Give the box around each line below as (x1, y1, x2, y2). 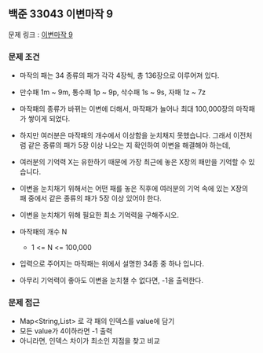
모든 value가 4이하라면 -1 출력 (19, 326, 113, 336)
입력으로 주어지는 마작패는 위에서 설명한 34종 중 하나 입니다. (19, 259, 205, 269)
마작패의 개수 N (19, 227, 68, 237)
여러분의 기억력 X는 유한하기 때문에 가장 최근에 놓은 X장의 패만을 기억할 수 (19, 157, 247, 167)
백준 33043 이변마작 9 (8, 7, 114, 21)
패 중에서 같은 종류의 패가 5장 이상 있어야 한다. (19, 193, 163, 203)
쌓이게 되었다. (27, 114, 71, 123)
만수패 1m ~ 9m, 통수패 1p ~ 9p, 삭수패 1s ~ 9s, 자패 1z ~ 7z (19, 87, 206, 97)
